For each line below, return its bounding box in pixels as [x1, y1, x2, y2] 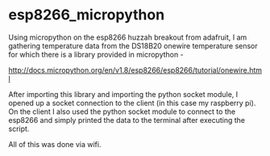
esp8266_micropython [8, 6, 165, 24]
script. [8, 124, 30, 133]
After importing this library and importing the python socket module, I [8, 89, 239, 99]
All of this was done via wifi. [8, 139, 102, 149]
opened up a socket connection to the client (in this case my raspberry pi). [8, 98, 256, 108]
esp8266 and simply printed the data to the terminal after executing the [8, 115, 246, 124]
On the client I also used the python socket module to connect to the [8, 107, 236, 116]
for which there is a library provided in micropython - [8, 49, 184, 59]
